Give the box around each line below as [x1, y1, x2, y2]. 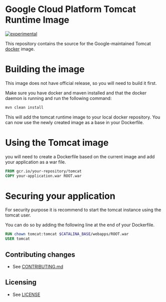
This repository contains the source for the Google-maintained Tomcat [5, 40, 151, 46]
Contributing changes [5, 250, 75, 259]
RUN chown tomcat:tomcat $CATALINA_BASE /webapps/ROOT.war [5, 232, 129, 237]
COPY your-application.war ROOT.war [5, 173, 82, 178]
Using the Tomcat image [5, 137, 109, 148]
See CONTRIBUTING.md [12, 263, 64, 269]
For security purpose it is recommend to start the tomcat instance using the [5, 207, 161, 213]
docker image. [5, 46, 35, 52]
